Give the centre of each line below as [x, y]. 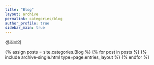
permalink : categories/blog [34, 19]
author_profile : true [27, 23]
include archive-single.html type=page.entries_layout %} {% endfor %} [77, 57]
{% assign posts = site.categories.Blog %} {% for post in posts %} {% [76, 52]
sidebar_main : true [25, 28]
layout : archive [22, 14]
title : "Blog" [20, 10]
